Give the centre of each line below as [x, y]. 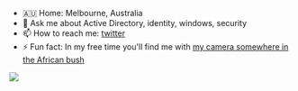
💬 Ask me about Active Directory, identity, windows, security [135, 23]
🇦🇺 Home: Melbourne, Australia [82, 13]
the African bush [54, 59]
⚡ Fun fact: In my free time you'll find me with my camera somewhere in [155, 47]
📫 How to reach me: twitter [74, 33]
